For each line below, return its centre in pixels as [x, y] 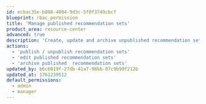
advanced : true [26, 35]
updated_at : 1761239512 [37, 75]
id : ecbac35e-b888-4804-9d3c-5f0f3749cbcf [61, 12]
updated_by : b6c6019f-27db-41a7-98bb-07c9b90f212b [72, 69]
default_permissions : [34, 80]
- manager [24, 92]
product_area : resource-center [46, 29]
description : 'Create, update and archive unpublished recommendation [98, 40]
